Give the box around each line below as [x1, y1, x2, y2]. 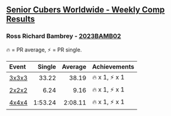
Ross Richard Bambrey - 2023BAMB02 [6, 32, 121, 41]
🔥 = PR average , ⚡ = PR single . [6, 46, 82, 53]
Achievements [91, 62, 135, 71]
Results [6, 14, 35, 25]
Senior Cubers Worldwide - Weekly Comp [6, 5, 165, 15]
